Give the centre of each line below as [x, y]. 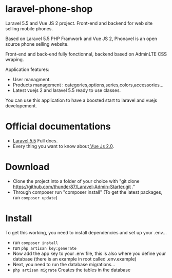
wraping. [15, 59]
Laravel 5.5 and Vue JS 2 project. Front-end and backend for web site [79, 23]
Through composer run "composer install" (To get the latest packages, [88, 192]
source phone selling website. [37, 44]
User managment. [32, 79]
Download [27, 167]
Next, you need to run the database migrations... [64, 264]
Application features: [27, 69]
